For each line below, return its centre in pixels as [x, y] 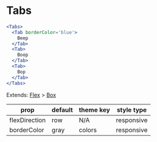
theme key [95, 110]
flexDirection [28, 120]
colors [88, 130]
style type [132, 110]
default [62, 110]
